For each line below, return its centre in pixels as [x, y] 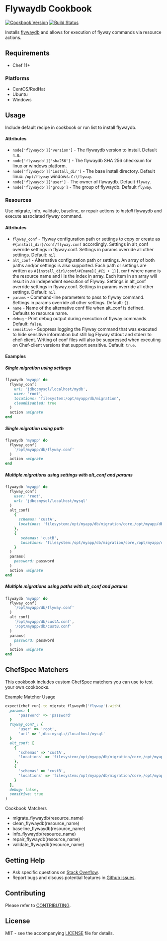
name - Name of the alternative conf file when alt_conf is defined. [79, 308]
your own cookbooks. [27, 687]
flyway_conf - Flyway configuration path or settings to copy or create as [86, 239]
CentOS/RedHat [29, 89]
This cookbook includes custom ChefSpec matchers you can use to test [79, 682]
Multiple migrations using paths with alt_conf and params [67, 586]
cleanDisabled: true [35, 403]
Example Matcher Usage [30, 697]
